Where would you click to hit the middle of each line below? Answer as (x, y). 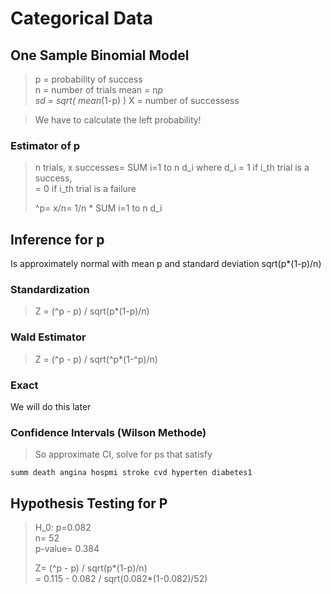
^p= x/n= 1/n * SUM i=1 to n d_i (98, 208)
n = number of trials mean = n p (99, 90)
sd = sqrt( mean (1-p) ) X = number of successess (137, 100)
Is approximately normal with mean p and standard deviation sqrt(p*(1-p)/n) (166, 264)
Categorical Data (81, 18)
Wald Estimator (48, 337)
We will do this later (51, 406)
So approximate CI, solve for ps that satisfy (123, 454)
